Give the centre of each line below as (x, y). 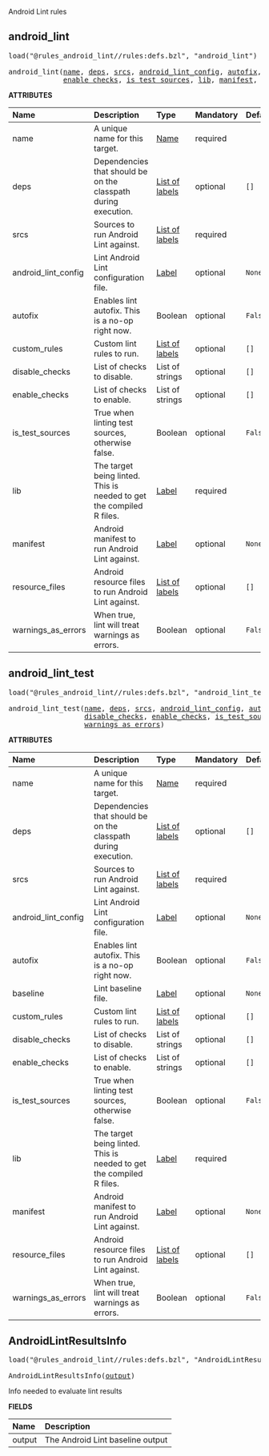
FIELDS (20, 1407)
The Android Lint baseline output (106, 1440)
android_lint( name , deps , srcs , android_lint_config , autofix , (135, 72)
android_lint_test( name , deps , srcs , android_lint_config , (127, 708)
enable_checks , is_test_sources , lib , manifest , (160, 80)
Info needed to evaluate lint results (65, 1391)
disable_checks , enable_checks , (147, 716)
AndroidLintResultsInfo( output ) (72, 1376)
